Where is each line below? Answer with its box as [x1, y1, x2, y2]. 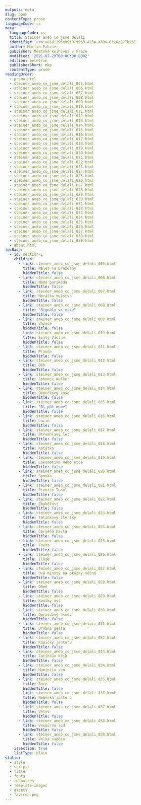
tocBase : [5, 247, 23, 252]
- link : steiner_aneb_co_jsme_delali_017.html [18, 428, 116, 433]
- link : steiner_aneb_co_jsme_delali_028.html [18, 580, 116, 585]
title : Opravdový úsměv [23, 612, 72, 617]
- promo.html [9, 76, 37, 81]
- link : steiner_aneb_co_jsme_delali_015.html [18, 400, 116, 405]
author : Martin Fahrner [9, 44, 58, 49]
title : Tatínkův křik [23, 654, 68, 659]
